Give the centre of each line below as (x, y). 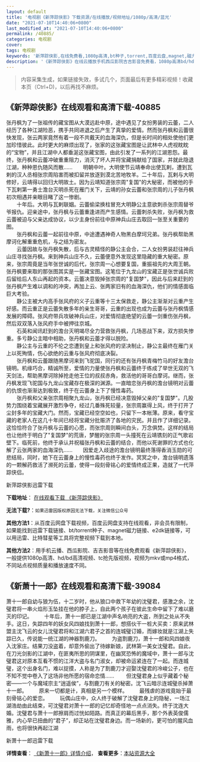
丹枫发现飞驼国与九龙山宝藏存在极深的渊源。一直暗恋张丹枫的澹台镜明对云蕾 (100, 383)
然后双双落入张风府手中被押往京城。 (51, 324)
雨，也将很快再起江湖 (32, 728)
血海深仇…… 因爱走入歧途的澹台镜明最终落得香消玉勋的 (115, 450)
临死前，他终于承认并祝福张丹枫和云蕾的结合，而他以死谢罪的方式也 (105, 443)
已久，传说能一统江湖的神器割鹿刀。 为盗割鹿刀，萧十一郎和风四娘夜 (101, 639)
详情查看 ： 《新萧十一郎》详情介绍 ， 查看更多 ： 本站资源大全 (81, 753)
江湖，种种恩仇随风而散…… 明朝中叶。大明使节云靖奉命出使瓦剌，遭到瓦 (99, 167)
